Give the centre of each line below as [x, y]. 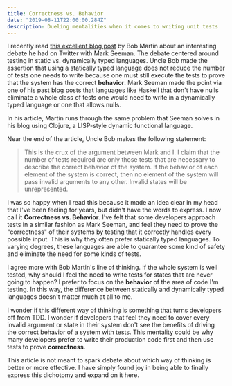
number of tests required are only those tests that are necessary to [120, 160]
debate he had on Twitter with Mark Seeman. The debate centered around [113, 53]
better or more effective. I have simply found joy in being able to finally [108, 368]
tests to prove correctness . [46, 347]
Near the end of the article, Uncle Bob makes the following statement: [107, 139]
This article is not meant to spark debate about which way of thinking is [109, 360]
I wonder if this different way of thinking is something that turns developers [114, 310]
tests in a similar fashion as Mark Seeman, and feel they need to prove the [113, 225]
